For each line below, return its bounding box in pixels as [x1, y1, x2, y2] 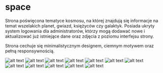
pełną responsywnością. [5, 48, 55, 54]
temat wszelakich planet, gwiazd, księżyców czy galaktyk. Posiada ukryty [5, 23, 155, 28]
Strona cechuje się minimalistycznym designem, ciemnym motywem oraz [5, 43, 154, 49]
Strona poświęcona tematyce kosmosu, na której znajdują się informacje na [5, 18, 159, 24]
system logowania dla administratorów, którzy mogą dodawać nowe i [5, 28, 145, 34]
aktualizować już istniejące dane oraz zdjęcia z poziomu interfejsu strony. [5, 33, 154, 39]
